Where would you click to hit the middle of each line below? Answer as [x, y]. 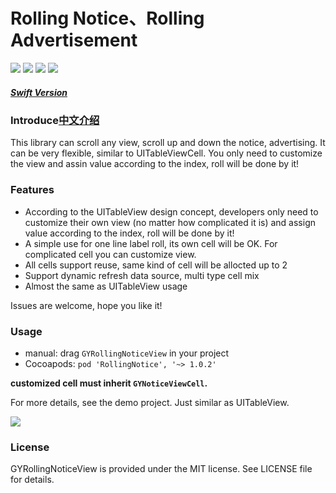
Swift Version [39, 92]
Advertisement [74, 40]
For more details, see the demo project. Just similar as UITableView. [150, 402]
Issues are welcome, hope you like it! [86, 305]
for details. [32, 480]
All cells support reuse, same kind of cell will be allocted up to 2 [156, 265]
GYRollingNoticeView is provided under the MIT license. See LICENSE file [161, 469]
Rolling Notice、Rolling [107, 18]
